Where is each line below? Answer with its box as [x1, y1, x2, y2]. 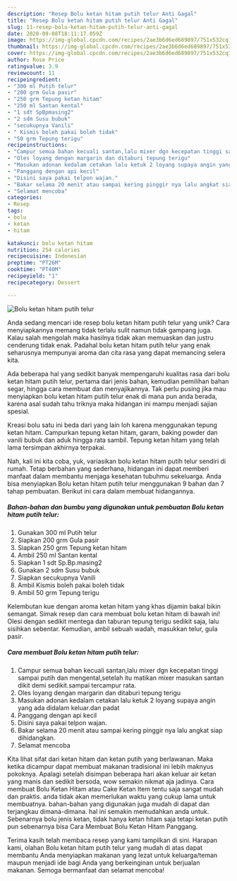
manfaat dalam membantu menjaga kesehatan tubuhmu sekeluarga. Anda [7, 472, 221, 480]
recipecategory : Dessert [7, 279, 80, 286]
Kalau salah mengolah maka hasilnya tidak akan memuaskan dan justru [7, 333, 214, 342]
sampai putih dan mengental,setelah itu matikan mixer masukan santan [17, 673, 224, 682]
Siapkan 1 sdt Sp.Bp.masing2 [17, 558, 102, 567]
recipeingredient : [7, 76, 61, 83]
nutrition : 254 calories [7, 246, 80, 253]
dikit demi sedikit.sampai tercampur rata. [17, 681, 136, 689]
